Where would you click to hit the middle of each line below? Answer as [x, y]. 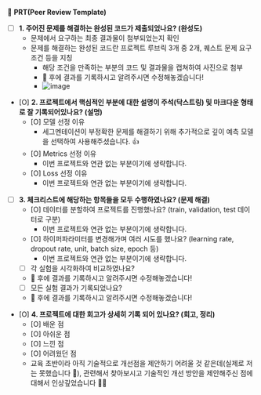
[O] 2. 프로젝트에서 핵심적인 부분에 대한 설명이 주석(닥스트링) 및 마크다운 [129, 103]
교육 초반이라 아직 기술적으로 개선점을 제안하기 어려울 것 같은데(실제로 [137, 364]
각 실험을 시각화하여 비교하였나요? [82, 268]
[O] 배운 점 [47, 324]
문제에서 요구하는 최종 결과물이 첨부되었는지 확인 [105, 38]
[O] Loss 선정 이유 [59, 173]
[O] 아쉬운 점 [50, 334]
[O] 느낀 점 [47, 344]
